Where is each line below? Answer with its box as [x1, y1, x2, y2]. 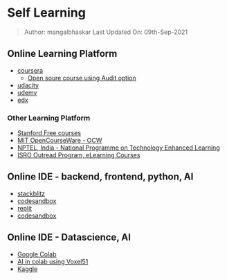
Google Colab [17, 250, 57, 258]
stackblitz [17, 189, 46, 198]
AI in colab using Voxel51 [17, 257, 89, 265]
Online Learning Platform [7, 48, 118, 60]
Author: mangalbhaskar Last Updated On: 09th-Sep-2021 [24, 28, 188, 36]
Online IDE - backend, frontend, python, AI [7, 171, 194, 183]
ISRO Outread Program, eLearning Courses [17, 151, 140, 159]
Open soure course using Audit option [27, 73, 136, 82]
